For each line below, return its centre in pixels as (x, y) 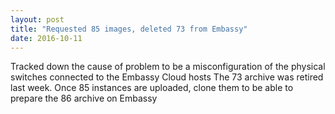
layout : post (37, 19)
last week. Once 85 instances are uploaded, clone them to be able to (152, 88)
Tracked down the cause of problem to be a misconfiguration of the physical (168, 67)
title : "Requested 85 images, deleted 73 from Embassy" (129, 29)
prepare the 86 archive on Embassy (84, 98)
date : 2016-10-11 (46, 38)
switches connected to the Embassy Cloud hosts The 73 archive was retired (167, 77)
